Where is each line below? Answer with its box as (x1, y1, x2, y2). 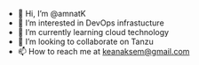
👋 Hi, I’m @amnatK (17, 9, 86, 18)
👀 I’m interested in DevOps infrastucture (17, 18, 164, 28)
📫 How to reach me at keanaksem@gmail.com (17, 47, 190, 56)
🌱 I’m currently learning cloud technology (17, 27, 170, 37)
